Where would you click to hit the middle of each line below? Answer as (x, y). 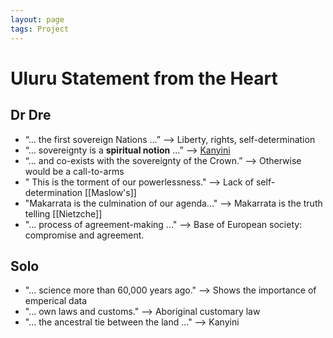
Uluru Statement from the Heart (144, 78)
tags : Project (40, 29)
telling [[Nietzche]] (63, 213)
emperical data (56, 301)
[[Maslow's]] (110, 192)
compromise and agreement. (84, 235)
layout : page (37, 19)
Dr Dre (31, 115)
